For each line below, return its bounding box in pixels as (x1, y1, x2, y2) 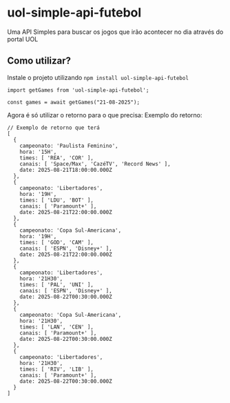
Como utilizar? (7, 55, 71, 67)
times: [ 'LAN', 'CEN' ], (19, 323, 94, 331)
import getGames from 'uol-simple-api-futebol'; (7, 86, 149, 94)
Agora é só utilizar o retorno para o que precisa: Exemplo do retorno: (7, 110, 202, 119)
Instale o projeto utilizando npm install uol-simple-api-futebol (7, 73, 189, 81)
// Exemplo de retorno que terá (7, 124, 100, 131)
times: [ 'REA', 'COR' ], (19, 154, 94, 161)
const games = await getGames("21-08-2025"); (7, 99, 140, 106)
